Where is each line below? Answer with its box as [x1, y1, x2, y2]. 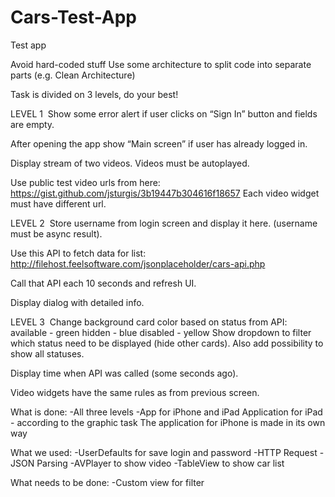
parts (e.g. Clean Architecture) [10, 69, 136, 81]
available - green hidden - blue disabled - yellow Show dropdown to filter [10, 326, 312, 338]
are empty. [10, 118, 55, 130]
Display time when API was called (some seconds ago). [10, 367, 239, 379]
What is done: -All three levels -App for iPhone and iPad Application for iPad [10, 406, 323, 418]
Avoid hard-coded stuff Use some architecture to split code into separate [10, 58, 312, 70]
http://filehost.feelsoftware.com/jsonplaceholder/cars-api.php [10, 257, 266, 270]
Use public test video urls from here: [10, 176, 161, 188]
